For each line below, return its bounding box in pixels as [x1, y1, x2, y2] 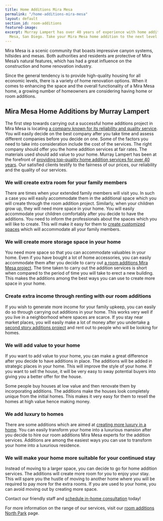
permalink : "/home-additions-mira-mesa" [5, 12, 88, 17]
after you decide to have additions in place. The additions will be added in [5, 358, 153, 364]
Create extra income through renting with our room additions [5, 293, 151, 299]
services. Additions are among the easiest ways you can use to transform [5, 437, 152, 443]
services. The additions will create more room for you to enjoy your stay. [5, 471, 150, 477]
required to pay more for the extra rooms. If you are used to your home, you [5, 481, 157, 487]
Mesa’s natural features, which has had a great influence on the [5, 58, 132, 64]
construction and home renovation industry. [5, 63, 93, 69]
